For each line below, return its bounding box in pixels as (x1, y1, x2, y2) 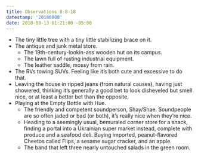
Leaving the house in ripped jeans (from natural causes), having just (14, 81, 182, 88)
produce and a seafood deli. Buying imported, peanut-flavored (23, 131, 178, 138)
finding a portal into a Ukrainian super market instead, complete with (23, 125, 193, 132)
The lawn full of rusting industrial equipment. (23, 55, 134, 63)
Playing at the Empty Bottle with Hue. (14, 100, 106, 107)
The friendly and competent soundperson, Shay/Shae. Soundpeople (23, 106, 191, 113)
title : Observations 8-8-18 (6, 8, 76, 15)
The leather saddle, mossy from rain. (23, 61, 115, 69)
